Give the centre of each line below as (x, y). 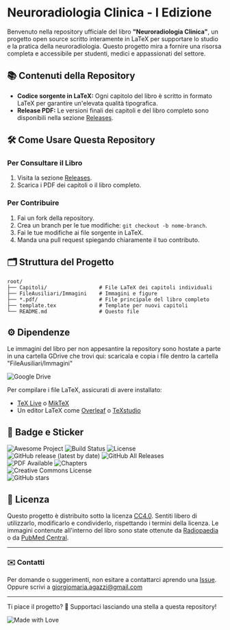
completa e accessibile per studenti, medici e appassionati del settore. (106, 53)
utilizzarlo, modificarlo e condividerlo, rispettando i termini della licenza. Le (113, 523)
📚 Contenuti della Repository (71, 76)
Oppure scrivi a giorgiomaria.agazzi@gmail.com (75, 587)
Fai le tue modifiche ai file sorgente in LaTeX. (80, 232)
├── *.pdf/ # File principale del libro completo (108, 300)
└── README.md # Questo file (73, 311)
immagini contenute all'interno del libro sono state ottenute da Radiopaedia (113, 530)
